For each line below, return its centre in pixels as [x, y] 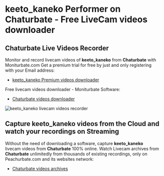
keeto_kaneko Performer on [63, 9]
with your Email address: [30, 70]
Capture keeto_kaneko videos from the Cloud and [82, 124]
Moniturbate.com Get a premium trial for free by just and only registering [78, 65]
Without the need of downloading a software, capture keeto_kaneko [74, 143]
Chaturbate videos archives [40, 169]
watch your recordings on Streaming [62, 132]
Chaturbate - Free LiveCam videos [76, 19]
